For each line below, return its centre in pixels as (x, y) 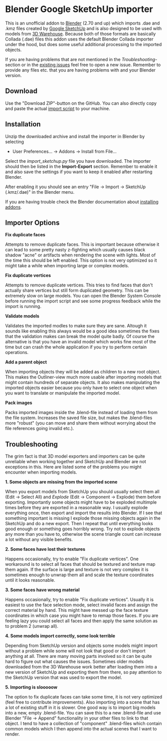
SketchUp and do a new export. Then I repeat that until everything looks (79, 524)
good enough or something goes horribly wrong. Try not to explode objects (83, 529)
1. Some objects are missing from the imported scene (61, 482)
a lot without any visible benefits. (39, 540)
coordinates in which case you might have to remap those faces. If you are (82, 616)
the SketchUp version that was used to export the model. (64, 677)
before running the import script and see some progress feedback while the (83, 301)
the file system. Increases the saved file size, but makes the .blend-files (79, 418)
